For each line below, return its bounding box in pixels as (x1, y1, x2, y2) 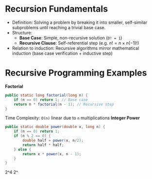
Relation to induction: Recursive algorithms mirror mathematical (12, 45, 139, 51)
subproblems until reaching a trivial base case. (12, 24, 106, 30)
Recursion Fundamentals (5, 3, 108, 15)
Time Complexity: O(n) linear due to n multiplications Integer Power (5, 115, 140, 121)
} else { (14, 147, 32, 152)
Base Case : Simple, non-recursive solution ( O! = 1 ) (19, 35, 122, 41)
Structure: (12, 30, 33, 35)
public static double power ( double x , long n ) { (5, 125, 105, 130)
